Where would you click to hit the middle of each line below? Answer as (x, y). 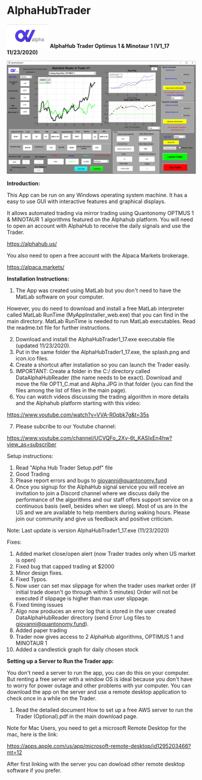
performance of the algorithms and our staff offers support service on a (104, 500)
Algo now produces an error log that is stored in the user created (96, 611)
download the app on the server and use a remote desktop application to (97, 692)
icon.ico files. (32, 359)
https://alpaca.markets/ (36, 267)
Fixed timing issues (39, 605)
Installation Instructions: (38, 279)
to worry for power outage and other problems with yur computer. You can (99, 686)
